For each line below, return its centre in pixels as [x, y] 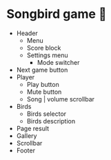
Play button [43, 84]
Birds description [51, 121]
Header [27, 33]
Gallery [27, 136]
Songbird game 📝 [57, 14]
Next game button [42, 70]
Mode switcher [58, 62]
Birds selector [47, 114]
